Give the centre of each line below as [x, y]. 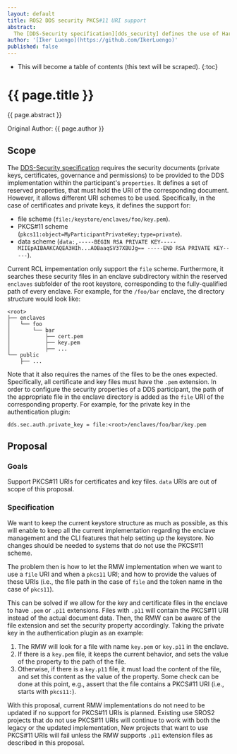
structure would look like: [44, 299]
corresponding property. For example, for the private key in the [99, 404]
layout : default [31, 14]
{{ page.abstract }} [35, 114]
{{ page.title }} [51, 95]
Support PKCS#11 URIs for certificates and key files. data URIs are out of [112, 481]
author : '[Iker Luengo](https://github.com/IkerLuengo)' [93, 40]
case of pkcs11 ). [31, 589]
